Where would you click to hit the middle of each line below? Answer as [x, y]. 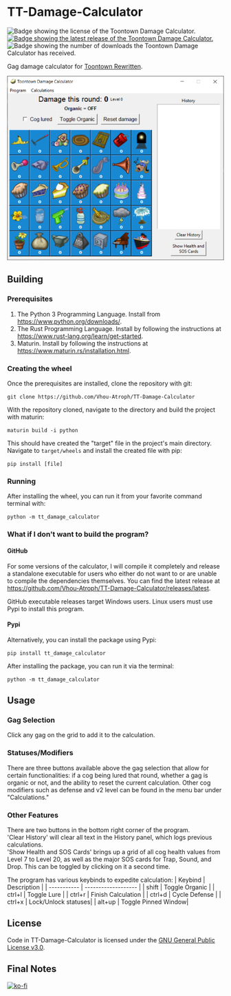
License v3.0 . [26, 947]
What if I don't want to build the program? [78, 534]
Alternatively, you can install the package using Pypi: [82, 639]
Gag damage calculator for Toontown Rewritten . [75, 66]
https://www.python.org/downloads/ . [69, 321]
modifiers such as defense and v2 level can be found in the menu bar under [114, 790]
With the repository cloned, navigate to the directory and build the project [111, 410]
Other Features [33, 815]
